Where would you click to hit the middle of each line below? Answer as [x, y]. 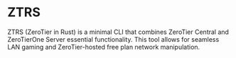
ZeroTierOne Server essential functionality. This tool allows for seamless [113, 39]
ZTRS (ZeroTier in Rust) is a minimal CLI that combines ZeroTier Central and [118, 32]
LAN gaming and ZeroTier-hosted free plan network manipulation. [104, 47]
